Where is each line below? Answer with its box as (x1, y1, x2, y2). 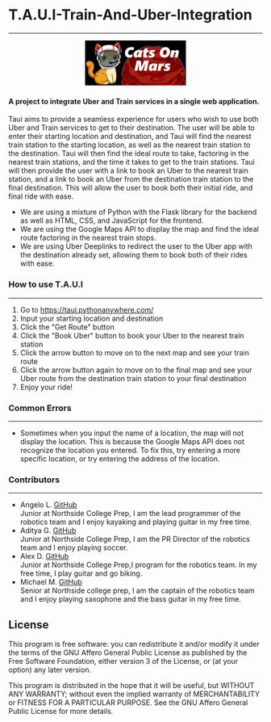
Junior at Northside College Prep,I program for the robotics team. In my (19, 560, 257, 570)
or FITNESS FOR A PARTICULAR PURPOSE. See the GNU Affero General (8, 698, 248, 707)
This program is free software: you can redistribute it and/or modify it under (8, 640, 260, 649)
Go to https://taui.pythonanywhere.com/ (19, 304, 154, 314)
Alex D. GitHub (19, 552, 69, 561)
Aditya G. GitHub (19, 526, 77, 535)
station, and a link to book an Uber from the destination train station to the (8, 174, 254, 184)
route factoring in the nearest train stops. (19, 233, 156, 243)
